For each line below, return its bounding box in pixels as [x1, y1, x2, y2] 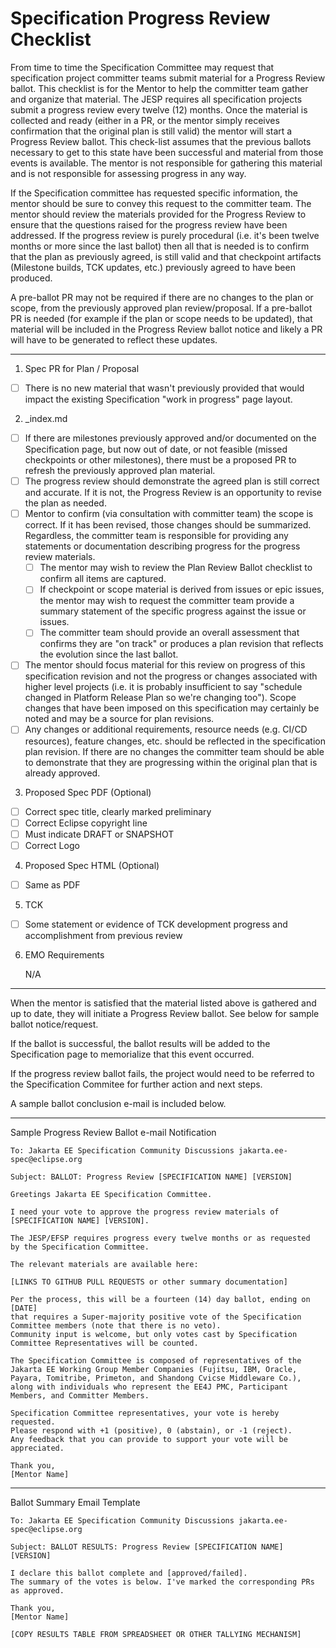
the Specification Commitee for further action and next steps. [10, 1078, 263, 1090]
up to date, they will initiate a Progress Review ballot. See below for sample [10, 1007, 320, 1019]
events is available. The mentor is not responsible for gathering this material [10, 157, 323, 169]
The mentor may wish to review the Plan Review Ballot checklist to [39, 562, 313, 574]
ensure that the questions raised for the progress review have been [10, 218, 288, 231]
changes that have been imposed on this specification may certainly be [24, 702, 320, 714]
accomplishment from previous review [24, 929, 183, 941]
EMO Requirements [24, 948, 105, 961]
